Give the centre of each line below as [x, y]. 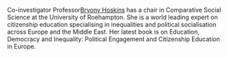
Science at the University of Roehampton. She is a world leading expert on [112, 17]
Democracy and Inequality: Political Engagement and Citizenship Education [113, 39]
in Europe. [22, 46]
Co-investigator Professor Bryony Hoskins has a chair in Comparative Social [114, 10]
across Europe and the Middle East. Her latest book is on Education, [104, 32]
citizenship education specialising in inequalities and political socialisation [112, 24]
